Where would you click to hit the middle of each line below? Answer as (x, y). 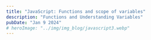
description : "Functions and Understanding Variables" (75, 17)
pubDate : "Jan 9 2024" (34, 22)
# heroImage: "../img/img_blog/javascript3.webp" (68, 28)
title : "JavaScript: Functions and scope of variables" (76, 11)
